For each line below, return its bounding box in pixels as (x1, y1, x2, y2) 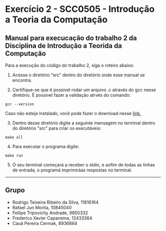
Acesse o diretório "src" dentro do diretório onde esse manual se (12, 72, 145, 78)
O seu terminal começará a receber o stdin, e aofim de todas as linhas (12, 162, 155, 168)
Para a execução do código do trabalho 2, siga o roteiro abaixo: (5, 62, 134, 68)
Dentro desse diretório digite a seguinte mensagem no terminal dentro (12, 120, 156, 126)
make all (5, 135, 23, 140)
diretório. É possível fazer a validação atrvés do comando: (12, 92, 131, 98)
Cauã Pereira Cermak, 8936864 (12, 220, 78, 226)
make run (5, 153, 23, 158)
